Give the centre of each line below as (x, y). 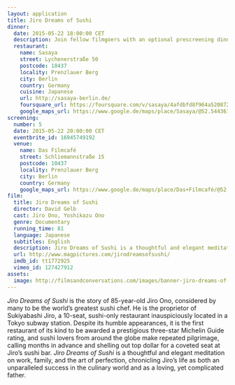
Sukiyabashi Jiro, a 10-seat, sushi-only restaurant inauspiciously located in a (117, 315)
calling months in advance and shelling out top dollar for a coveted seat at (114, 345)
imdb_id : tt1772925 (42, 261)
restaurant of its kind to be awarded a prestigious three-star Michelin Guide (116, 330)
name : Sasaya (39, 53)
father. (17, 374)
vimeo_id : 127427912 (43, 267)
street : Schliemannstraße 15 (62, 157)
